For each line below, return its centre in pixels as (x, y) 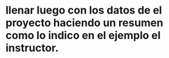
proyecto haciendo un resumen (84, 23)
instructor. (32, 48)
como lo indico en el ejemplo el (83, 36)
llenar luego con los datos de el (84, 10)
